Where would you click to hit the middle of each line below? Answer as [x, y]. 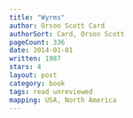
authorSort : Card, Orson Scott [67, 34]
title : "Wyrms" [37, 17]
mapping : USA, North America [63, 100]
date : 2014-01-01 [41, 51]
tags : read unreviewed [51, 91]
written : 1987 [35, 59]
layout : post [33, 75]
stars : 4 [25, 67]
